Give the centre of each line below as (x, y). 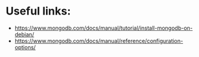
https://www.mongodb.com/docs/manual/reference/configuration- (99, 41)
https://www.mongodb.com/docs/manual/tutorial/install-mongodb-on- (104, 28)
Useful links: (38, 11)
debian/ (24, 34)
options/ (25, 47)
